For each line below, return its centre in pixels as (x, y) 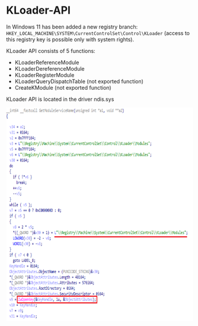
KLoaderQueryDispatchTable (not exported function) (79, 81)
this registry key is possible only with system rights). (70, 39)
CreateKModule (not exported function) (63, 87)
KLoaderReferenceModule (47, 62)
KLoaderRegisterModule (44, 75)
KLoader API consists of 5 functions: (51, 50)
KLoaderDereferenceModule (49, 68)
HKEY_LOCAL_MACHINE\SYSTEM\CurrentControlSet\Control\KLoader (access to (98, 33)
